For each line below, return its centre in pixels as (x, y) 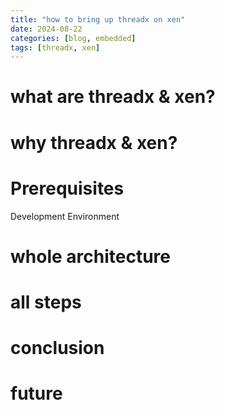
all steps (46, 302)
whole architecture (90, 256)
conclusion (57, 348)
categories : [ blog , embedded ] (73, 38)
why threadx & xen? (94, 142)
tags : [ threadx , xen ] (55, 47)
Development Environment (65, 216)
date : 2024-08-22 (46, 29)
